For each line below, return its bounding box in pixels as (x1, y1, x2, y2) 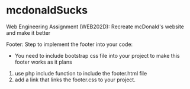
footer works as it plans (14, 58, 72, 65)
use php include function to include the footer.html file (14, 70, 147, 77)
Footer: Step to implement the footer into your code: (6, 41, 133, 48)
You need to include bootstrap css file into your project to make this (14, 52, 180, 59)
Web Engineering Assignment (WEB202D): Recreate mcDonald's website (6, 23, 185, 30)
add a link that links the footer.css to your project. (14, 76, 136, 83)
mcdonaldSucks (6, 4, 88, 17)
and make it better (6, 29, 51, 36)
